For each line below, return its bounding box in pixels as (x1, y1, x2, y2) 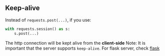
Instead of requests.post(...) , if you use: (5, 17, 91, 23)
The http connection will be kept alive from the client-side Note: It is (5, 40, 146, 46)
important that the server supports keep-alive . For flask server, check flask (5, 45, 160, 51)
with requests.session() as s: (5, 27, 70, 31)
